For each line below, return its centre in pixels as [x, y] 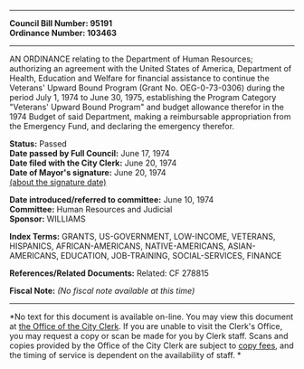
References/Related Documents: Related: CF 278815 [109, 273]
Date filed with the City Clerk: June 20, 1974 [93, 163]
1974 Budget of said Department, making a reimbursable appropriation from [150, 117]
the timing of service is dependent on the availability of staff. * [125, 355]
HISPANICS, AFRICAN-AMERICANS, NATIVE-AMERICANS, [118, 246]
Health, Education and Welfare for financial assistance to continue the [139, 78]
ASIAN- [242, 246]
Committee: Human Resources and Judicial [91, 209]
